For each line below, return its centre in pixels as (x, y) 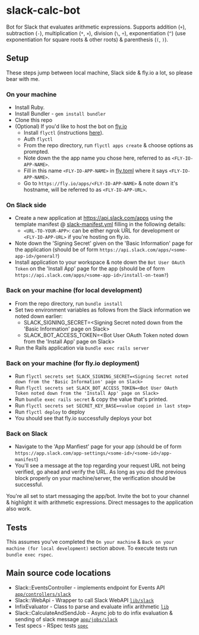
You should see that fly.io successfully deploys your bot (83, 418)
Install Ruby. (30, 107)
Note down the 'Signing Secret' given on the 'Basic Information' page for (104, 243)
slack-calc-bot (43, 10)
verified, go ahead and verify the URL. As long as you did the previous (101, 472)
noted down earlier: (39, 316)
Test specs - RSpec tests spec (51, 625)
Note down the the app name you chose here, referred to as (97, 158)
